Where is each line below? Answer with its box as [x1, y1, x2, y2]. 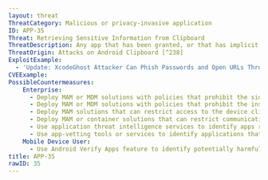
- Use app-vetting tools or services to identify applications [29, 130, 245, 138]
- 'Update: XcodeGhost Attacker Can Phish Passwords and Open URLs [15, 64, 245, 72]
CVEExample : [8, 71, 48, 79]
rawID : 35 [8, 160, 41, 168]
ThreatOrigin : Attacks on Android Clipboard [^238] [8, 49, 183, 57]
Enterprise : [22, 85, 62, 94]
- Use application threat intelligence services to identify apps [29, 123, 255, 131]
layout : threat [8, 11, 59, 20]
